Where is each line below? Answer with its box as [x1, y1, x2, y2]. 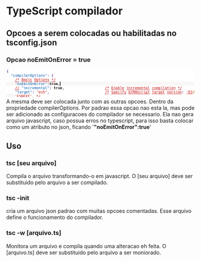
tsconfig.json [6, 37, 57, 47]
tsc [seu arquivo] [6, 159, 57, 167]
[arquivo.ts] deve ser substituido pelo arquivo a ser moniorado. [6, 249, 162, 256]
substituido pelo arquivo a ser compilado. [6, 179, 108, 186]
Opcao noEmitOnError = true [6, 55, 91, 64]
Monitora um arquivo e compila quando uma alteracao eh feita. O [6, 242, 166, 249]
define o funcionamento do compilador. [6, 214, 103, 221]
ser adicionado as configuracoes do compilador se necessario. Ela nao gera [6, 111, 194, 118]
